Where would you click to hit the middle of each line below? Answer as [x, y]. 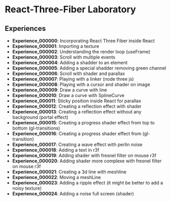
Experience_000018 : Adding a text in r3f [56, 150]
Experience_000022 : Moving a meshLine [56, 177]
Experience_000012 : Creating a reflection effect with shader [77, 106]
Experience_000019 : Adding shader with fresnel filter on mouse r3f [84, 155]
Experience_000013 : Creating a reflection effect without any [77, 112]
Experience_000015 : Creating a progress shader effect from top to [83, 123]
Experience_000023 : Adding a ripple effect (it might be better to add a [88, 183]
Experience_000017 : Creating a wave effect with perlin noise [77, 144]
